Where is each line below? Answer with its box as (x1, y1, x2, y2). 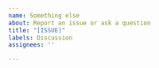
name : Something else (8, 11, 80, 20)
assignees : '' (8, 41, 56, 49)
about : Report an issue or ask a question (8, 19, 151, 27)
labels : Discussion (8, 33, 73, 42)
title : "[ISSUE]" (8, 26, 66, 34)
